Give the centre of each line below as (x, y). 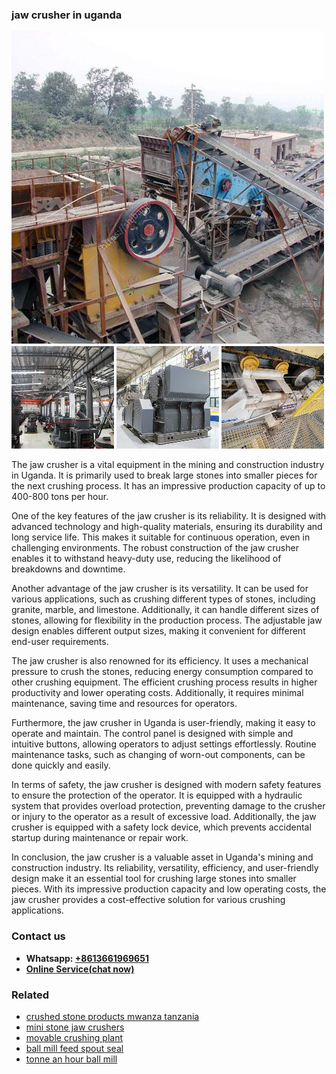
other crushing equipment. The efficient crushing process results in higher (164, 682)
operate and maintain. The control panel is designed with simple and (152, 734)
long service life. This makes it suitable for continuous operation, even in (161, 537)
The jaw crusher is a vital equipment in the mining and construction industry (168, 465)
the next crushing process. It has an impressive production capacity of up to (168, 486)
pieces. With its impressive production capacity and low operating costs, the (169, 889)
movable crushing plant (74, 1037)
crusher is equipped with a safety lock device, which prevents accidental (161, 827)
